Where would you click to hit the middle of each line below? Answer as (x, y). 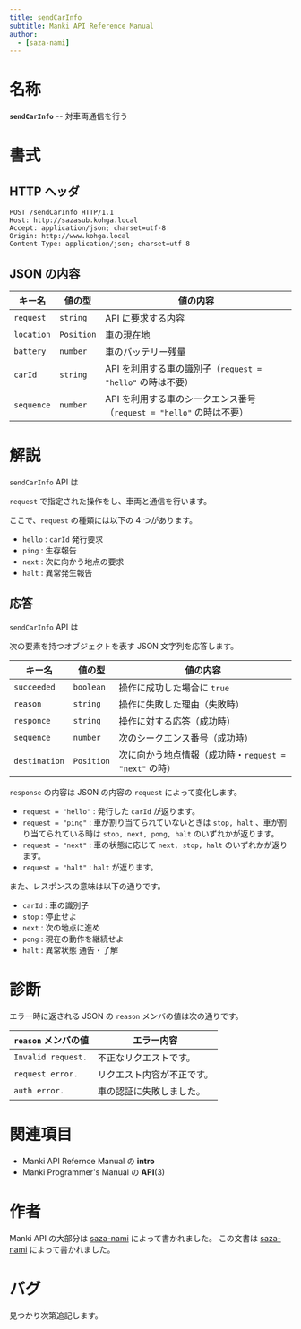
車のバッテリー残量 (145, 352)
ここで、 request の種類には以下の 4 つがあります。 (103, 519)
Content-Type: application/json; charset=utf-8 (100, 244)
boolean (89, 687)
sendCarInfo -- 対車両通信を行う (69, 116)
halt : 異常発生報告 (57, 572)
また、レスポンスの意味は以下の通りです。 (87, 886)
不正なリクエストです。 (146, 1058)
